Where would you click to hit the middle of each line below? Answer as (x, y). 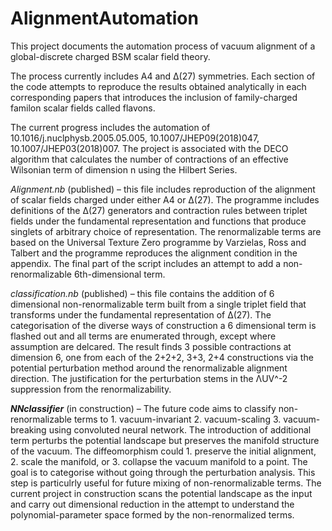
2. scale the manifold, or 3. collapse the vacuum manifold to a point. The (159, 461)
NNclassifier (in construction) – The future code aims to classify (143, 408)
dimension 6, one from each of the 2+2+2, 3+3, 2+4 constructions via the (162, 357)
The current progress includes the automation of (110, 127)
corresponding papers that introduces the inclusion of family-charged (154, 97)
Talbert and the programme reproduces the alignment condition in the (154, 253)
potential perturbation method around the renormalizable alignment (149, 368)
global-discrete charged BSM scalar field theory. (110, 56)
